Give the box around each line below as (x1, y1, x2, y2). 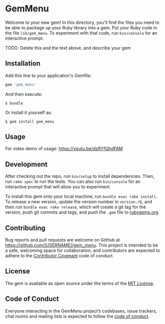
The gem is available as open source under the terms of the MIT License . (5, 280, 155, 286)
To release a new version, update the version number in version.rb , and (5, 199, 153, 205)
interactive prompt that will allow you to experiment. (5, 184, 111, 190)
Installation (5, 59, 41, 68)
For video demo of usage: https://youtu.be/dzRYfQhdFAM (5, 146, 123, 152)
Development (5, 160, 48, 168)
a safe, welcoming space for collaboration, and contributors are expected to (5, 247, 160, 253)
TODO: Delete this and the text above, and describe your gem (5, 45, 131, 51)
